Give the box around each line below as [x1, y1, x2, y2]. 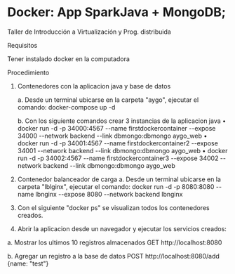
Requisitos [7, 41, 38, 49]
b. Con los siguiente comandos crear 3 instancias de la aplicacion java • [17, 117, 227, 125]
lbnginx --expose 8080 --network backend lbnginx [35, 190, 183, 198]
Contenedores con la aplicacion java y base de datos [17, 81, 171, 90]
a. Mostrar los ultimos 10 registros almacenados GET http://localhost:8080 [7, 238, 222, 247]
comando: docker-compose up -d [17, 103, 116, 111]
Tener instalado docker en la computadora [7, 54, 130, 63]
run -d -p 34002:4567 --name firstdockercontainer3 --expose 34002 [17, 154, 219, 162]
